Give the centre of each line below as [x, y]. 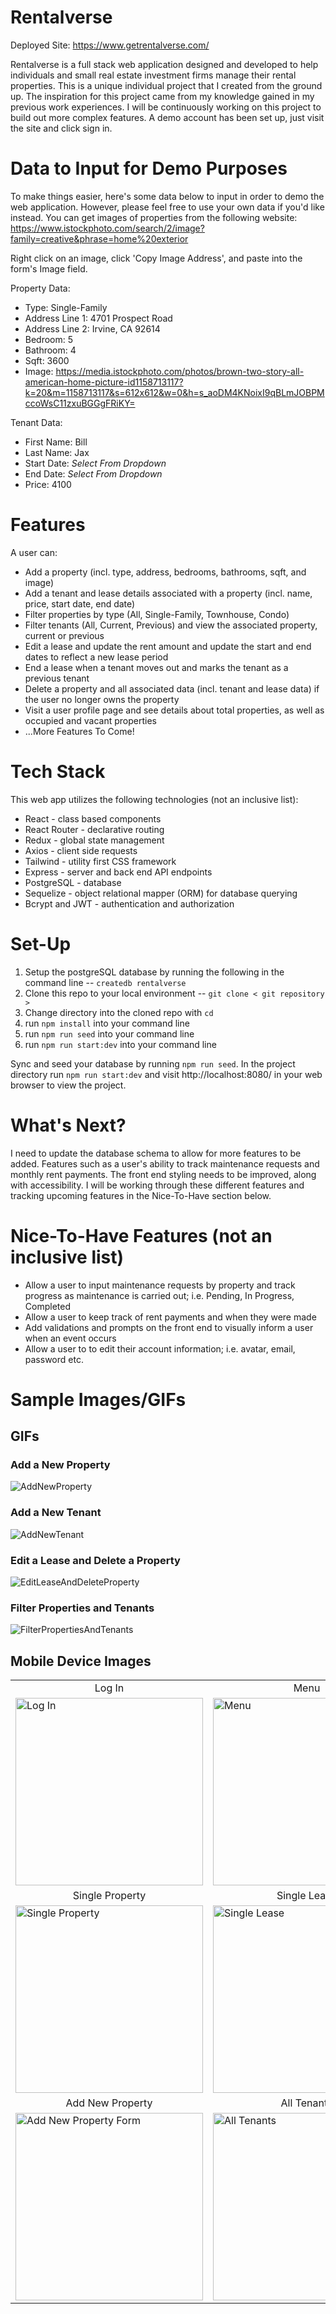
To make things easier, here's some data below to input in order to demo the [167, 196]
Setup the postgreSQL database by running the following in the [154, 972]
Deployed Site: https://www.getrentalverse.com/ [110, 45]
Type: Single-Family [66, 307]
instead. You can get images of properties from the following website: [154, 217]
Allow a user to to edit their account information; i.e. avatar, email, [160, 1348]
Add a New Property [60, 1465]
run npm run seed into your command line [109, 1033]
